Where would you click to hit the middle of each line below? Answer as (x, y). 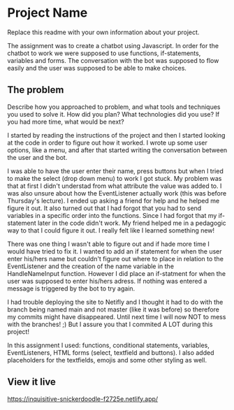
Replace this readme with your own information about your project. (103, 32)
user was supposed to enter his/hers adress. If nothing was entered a (107, 281)
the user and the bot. (37, 157)
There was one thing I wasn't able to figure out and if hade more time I (108, 244)
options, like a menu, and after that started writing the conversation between (117, 150)
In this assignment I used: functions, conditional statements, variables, (108, 345)
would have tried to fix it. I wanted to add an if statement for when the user (115, 251)
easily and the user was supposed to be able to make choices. (97, 68)
